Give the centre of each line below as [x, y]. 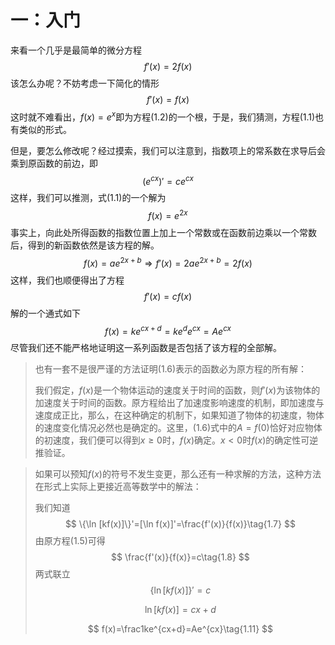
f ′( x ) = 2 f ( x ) [168, 66]
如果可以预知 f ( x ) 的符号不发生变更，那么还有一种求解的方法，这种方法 [178, 474]
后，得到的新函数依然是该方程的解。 [85, 245]
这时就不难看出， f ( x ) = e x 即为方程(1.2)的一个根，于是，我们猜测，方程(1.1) [163, 116]
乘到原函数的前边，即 [54, 163]
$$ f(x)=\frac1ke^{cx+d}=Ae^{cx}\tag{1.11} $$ [180, 629]
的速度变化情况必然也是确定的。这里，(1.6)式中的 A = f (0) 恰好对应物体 [178, 428]
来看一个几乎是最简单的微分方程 [76, 50]
